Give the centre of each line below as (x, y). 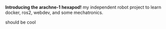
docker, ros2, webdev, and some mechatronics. (54, 12)
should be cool (21, 22)
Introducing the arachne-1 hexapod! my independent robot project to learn (83, 7)
